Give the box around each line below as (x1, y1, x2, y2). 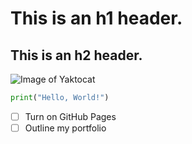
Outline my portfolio (24, 122, 107, 134)
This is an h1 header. (10, 7, 183, 30)
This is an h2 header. (10, 47, 143, 64)
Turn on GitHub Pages (24, 110, 117, 122)
